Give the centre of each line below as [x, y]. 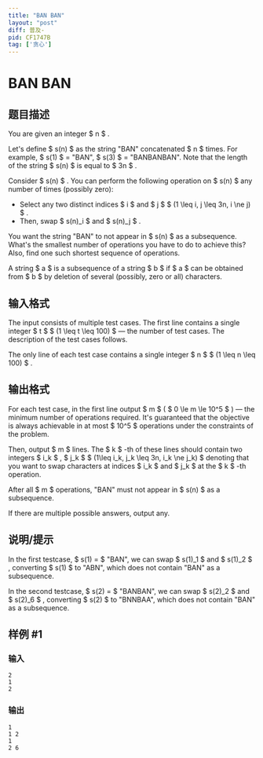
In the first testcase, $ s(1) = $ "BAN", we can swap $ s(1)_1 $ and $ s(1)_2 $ [130, 559]
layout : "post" [33, 23]
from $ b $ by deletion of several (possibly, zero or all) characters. [115, 276]
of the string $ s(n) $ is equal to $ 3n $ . [73, 166]
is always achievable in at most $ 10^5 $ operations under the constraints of [131, 426]
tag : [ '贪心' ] [30, 45]
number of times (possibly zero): [61, 189]
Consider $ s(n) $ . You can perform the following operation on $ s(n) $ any [130, 181]
